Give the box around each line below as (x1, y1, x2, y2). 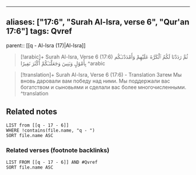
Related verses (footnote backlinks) (6, 146, 110, 154)
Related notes (6, 107, 57, 117)
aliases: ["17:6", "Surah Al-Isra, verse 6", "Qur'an (6, 17, 190, 27)
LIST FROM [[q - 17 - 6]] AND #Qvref (6, 159, 98, 165)
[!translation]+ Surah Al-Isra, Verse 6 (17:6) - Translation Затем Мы (20, 71, 182, 78)
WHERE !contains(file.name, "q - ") (6, 127, 95, 133)
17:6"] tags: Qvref (6, 26, 72, 36)
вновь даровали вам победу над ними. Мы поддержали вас (20, 77, 170, 84)
